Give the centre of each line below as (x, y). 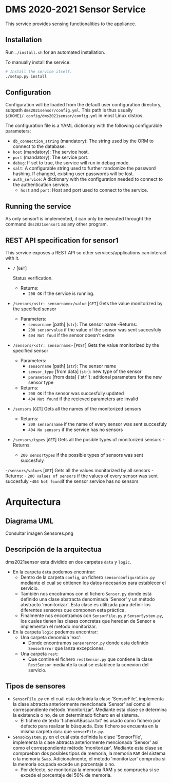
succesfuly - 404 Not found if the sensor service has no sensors (72, 481)
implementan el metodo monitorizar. (59, 626)
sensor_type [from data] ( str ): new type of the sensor (85, 371)
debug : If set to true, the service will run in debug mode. (71, 163)
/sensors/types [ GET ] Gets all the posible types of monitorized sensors (87, 439)
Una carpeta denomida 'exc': (51, 637)
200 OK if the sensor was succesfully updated (76, 393)
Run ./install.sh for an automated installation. (55, 52)
